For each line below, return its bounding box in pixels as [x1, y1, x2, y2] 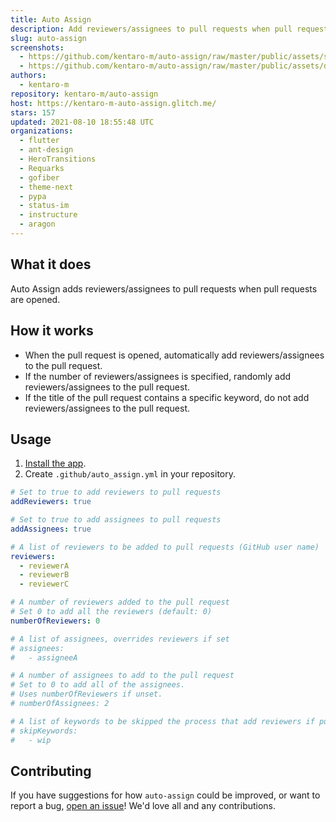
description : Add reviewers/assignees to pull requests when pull [10, 24, 293, 34]
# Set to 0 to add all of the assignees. [10, 680, 186, 690]
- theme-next [19, 182, 74, 192]
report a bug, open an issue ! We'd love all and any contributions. [10, 800, 277, 812]
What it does [10, 256, 92, 273]
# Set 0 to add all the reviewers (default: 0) [10, 607, 213, 617]
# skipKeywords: [10, 726, 78, 736]
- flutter [19, 136, 60, 146]
